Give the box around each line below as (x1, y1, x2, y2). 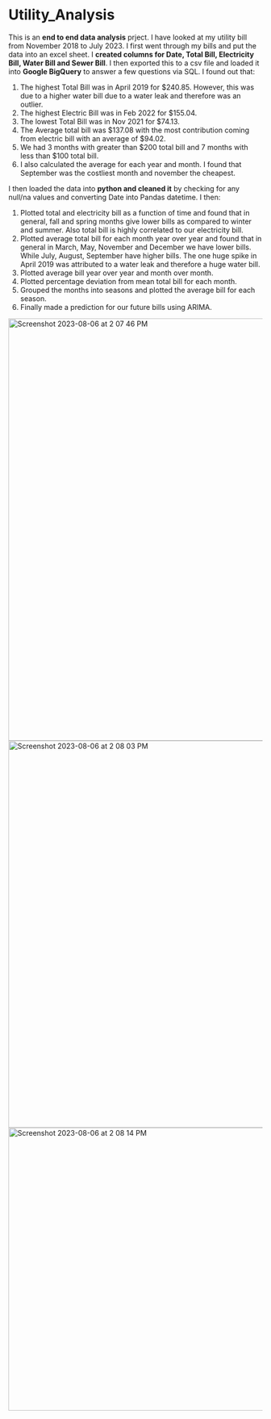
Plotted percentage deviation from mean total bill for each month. (19, 276, 238, 286)
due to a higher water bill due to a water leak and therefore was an (19, 90, 241, 100)
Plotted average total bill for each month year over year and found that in (19, 233, 262, 243)
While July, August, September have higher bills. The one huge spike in (19, 250, 257, 260)
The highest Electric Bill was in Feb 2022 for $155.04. (19, 107, 198, 118)
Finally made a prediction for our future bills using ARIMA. (19, 302, 212, 312)
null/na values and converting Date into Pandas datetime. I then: (8, 192, 221, 202)
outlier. (19, 99, 44, 109)
